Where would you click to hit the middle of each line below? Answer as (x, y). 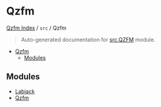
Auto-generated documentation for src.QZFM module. (88, 39)
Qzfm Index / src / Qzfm (36, 28)
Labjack (25, 91)
